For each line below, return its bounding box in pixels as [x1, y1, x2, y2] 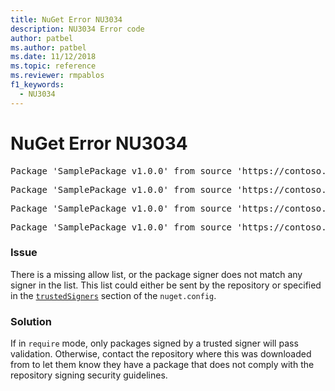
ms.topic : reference [10, 61, 97, 71]
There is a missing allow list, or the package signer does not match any [10, 268, 303, 280]
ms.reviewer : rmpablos [10, 71, 105, 81]
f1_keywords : [10, 80, 65, 90]
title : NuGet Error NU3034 [10, 14, 123, 25]
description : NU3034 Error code [10, 24, 145, 34]
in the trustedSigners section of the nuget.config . [10, 289, 217, 301]
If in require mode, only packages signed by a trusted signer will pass [10, 337, 299, 350]
